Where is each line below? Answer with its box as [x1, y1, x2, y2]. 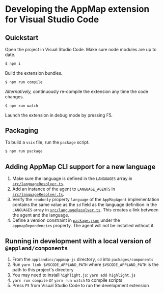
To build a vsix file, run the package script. [5, 139, 90, 146]
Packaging [5, 126, 38, 135]
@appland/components [5, 244, 68, 252]
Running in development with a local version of [5, 237, 152, 245]
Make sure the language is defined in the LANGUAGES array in [12, 176, 133, 181]
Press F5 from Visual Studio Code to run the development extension [12, 282, 149, 288]
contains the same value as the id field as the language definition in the [12, 202, 157, 207]
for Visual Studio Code [5, 14, 99, 25]
